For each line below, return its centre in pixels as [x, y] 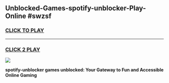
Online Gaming [21, 75]
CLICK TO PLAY [25, 31]
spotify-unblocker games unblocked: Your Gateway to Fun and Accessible [84, 69]
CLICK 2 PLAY [23, 49]
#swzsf [39, 16]
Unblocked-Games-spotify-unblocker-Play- [76, 8]
